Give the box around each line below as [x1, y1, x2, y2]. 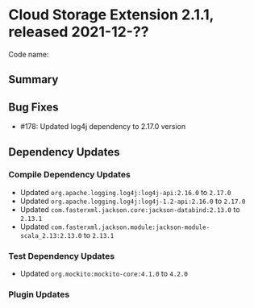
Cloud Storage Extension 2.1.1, [8, 6, 214, 24]
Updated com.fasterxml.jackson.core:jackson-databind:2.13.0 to [19, 204, 240, 214]
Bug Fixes [8, 100, 59, 114]
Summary [8, 73, 59, 86]
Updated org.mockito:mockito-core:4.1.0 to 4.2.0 [19, 268, 188, 279]
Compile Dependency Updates [8, 169, 131, 181]
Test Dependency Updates [8, 250, 115, 261]
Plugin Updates [8, 289, 70, 300]
